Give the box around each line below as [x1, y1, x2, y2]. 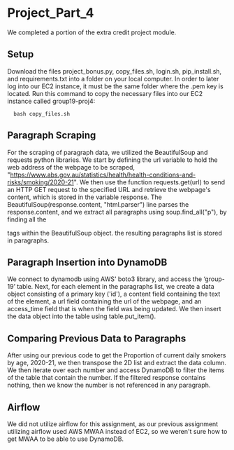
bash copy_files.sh [13, 110, 71, 117]
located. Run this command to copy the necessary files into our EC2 [7, 89, 203, 97]
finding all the [7, 215, 47, 224]
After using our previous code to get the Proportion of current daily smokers [7, 351, 226, 360]
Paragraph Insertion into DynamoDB [7, 256, 168, 268]
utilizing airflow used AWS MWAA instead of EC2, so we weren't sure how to [7, 428, 228, 435]
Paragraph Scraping [7, 130, 96, 142]
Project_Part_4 [7, 5, 94, 21]
